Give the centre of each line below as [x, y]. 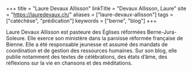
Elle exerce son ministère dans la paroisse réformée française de [105, 38]
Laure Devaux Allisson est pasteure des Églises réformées [76, 32]
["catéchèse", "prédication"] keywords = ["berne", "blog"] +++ [81, 21]
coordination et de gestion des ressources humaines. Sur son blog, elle [92, 51]
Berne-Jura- [162, 32]
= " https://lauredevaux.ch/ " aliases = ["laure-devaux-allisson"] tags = [90, 15]
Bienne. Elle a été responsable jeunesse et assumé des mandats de [87, 44]
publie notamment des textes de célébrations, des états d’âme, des [87, 57]
